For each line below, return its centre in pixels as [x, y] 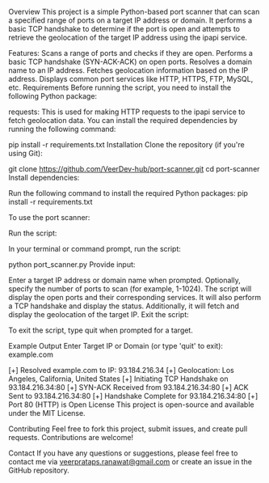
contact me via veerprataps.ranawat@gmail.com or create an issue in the [130, 462]
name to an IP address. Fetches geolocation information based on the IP [128, 70]
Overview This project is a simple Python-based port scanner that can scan [134, 12]
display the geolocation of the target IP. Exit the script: [99, 314]
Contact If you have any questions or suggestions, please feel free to [123, 453]
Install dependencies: [44, 178]
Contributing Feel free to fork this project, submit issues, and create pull [128, 429]
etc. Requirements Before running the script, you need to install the [120, 87]
